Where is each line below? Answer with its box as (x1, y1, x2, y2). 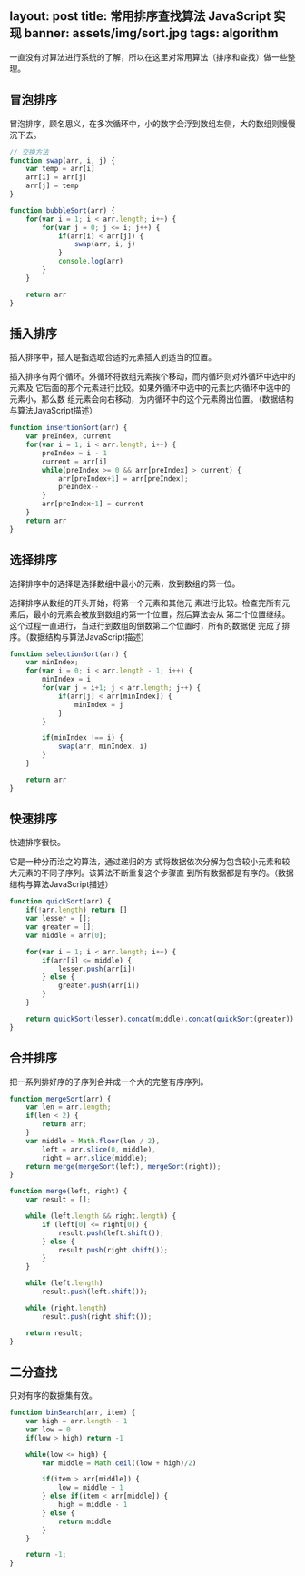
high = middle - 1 (57, 1501, 128, 1510)
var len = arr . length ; (25, 1102, 112, 1112)
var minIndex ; (25, 658, 79, 667)
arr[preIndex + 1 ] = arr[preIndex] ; (57, 474, 189, 484)
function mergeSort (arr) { (9, 1094, 112, 1103)
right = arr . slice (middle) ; (42, 1153, 148, 1162)
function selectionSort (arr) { (9, 649, 128, 659)
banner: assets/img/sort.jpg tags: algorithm (24, 25, 279, 41)
